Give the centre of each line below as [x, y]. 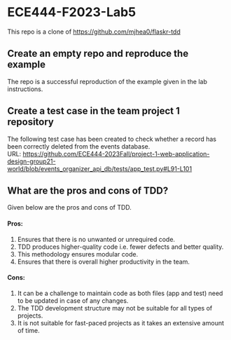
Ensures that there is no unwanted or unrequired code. [96, 239]
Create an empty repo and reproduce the [98, 54]
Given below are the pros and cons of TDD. [69, 208]
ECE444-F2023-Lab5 [72, 12]
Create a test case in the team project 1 [94, 111]
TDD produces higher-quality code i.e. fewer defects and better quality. [120, 247]
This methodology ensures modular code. [78, 254]
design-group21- [31, 161]
